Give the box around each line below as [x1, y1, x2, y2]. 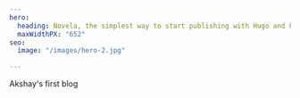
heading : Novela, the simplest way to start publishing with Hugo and [17, 21, 286, 30]
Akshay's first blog [9, 78, 79, 89]
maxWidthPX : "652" [17, 29, 87, 38]
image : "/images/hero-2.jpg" [17, 46, 126, 55]
